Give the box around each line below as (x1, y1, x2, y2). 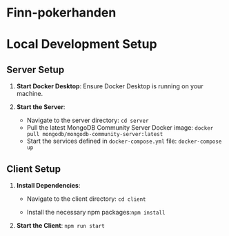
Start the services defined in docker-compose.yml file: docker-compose (26, 137, 222, 146)
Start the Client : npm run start (16, 222, 105, 229)
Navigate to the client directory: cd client (26, 195, 146, 203)
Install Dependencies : (16, 181, 81, 189)
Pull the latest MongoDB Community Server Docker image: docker (26, 124, 214, 132)
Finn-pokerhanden (6, 5, 117, 21)
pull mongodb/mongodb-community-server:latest (26, 131, 163, 138)
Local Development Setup (6, 37, 157, 52)
